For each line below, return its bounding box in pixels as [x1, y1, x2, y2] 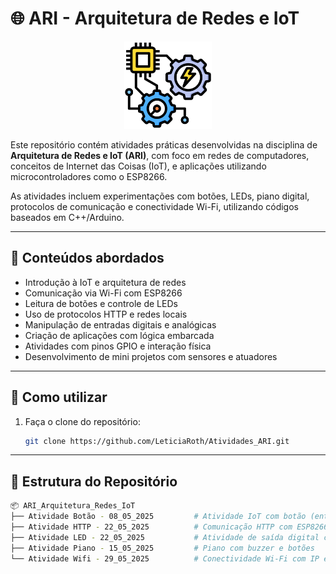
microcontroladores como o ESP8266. [10, 170, 168, 182]
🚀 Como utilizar [10, 389, 108, 406]
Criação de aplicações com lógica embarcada [24, 329, 215, 341]
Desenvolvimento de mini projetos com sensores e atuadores [24, 350, 278, 362]
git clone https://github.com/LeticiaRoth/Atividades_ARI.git [24, 436, 290, 446]
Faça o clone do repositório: [24, 415, 141, 427]
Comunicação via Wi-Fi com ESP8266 [24, 287, 183, 299]
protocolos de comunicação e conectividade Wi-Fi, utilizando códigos [10, 200, 299, 212]
